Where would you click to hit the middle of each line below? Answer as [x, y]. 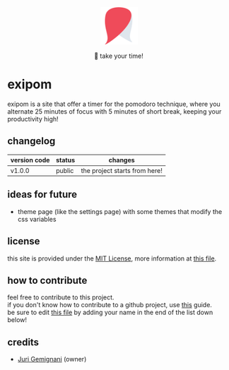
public [65, 170]
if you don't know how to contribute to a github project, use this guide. [110, 305]
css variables [37, 219]
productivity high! [33, 119]
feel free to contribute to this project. [61, 297]
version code [30, 160]
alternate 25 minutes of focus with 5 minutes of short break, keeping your [114, 111]
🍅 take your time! [119, 56]
